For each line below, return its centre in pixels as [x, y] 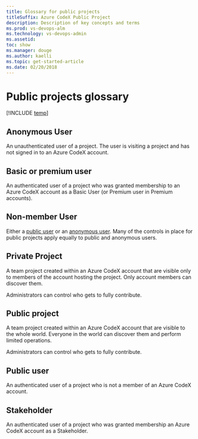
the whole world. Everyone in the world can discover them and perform [94, 334]
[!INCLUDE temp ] [27, 113]
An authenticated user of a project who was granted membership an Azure [98, 424]
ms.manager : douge [29, 51]
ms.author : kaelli [29, 56]
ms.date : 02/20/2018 [32, 67]
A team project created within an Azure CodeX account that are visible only [99, 270]
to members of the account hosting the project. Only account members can [99, 277]
